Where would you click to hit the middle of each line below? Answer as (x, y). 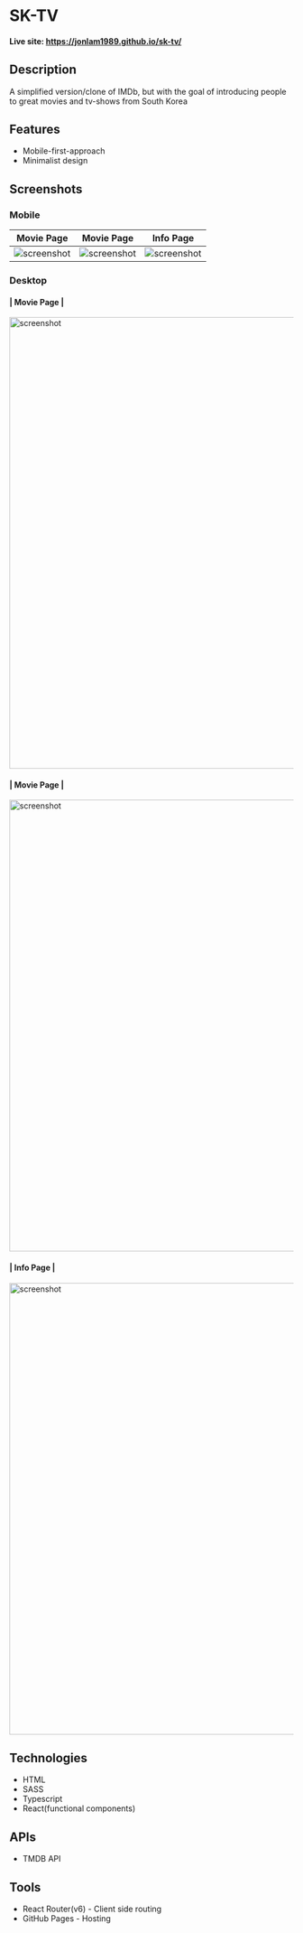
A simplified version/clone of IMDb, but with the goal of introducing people (148, 91)
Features (35, 129)
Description (43, 70)
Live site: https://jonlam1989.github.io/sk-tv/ (96, 41)
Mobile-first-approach (64, 151)
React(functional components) (79, 1808)
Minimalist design (55, 161)
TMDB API (41, 1859)
